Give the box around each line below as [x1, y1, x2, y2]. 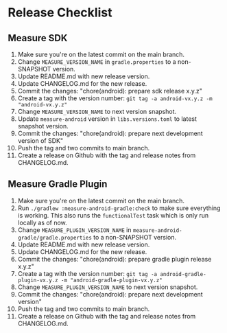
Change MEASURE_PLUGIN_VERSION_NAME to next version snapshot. [17, 283, 198, 291]
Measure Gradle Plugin [8, 179, 108, 190]
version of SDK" [17, 137, 64, 145]
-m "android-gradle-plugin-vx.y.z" [61, 277, 163, 284]
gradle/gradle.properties [17, 234, 92, 241]
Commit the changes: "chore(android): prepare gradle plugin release [17, 255, 212, 263]
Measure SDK [8, 32, 68, 44]
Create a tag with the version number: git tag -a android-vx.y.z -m [17, 94, 213, 102]
